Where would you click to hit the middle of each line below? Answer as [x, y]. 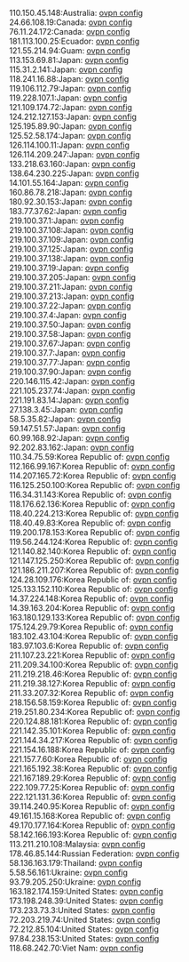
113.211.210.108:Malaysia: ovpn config [78, 844]
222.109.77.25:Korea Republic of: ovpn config [92, 787]
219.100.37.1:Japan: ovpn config [67, 220]
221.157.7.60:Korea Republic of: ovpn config [88, 759]
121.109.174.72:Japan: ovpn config [71, 107]
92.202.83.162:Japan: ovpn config [72, 447]
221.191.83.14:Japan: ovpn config [69, 400]
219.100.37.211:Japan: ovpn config [71, 287]
